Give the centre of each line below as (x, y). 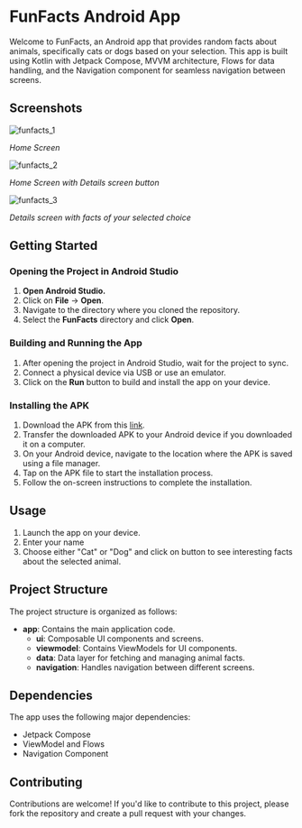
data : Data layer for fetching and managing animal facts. (140, 658)
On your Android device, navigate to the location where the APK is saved (157, 454)
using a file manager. (61, 464)
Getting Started (54, 246)
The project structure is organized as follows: (93, 612)
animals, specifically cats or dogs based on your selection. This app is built (149, 51)
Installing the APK (50, 405)
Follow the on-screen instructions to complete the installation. (137, 483)
